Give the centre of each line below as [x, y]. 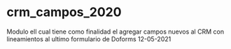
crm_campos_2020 [64, 12]
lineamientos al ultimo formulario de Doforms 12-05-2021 [89, 38]
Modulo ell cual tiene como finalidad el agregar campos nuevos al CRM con [115, 31]
